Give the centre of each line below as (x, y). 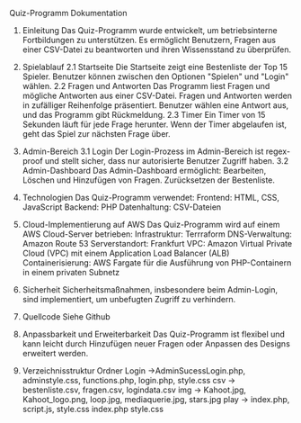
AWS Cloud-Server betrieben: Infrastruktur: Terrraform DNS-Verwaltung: (157, 234)
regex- (278, 151)
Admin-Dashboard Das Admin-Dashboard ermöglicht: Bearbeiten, (144, 171)
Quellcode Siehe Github (66, 317)
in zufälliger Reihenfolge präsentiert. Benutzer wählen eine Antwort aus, (155, 105)
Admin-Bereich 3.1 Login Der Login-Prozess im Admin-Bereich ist (143, 151)
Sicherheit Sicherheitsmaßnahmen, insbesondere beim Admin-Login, (150, 290)
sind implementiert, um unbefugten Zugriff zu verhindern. (129, 299)
